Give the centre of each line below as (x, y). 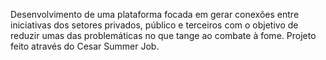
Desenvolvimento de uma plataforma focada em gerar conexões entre (155, 14)
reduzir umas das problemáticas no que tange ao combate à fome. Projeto (163, 35)
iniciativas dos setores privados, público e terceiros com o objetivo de (154, 25)
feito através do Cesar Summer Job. (85, 46)
